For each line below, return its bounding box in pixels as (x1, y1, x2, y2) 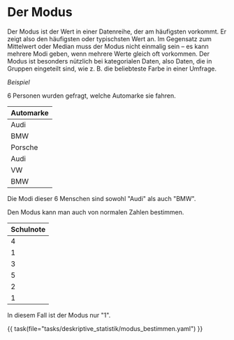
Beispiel (7, 77, 30, 86)
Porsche (10, 142, 38, 152)
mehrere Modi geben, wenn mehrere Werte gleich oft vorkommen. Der (7, 50, 210, 58)
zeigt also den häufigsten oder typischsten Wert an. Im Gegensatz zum (7, 34, 212, 43)
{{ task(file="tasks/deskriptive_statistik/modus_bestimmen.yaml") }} (7, 324, 203, 332)
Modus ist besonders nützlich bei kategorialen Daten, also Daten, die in (7, 57, 212, 65)
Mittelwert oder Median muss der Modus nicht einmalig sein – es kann (7, 42, 209, 50)
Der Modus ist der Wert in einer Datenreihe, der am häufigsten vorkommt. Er (7, 27, 227, 36)
